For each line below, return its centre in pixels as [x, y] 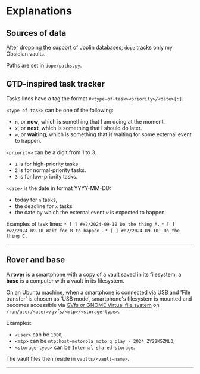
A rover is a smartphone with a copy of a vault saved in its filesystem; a [94, 274]
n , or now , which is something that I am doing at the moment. [90, 121]
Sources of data [36, 33]
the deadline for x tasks [43, 206]
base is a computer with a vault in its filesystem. [65, 280]
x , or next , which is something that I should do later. [78, 128]
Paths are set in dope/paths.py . [44, 65]
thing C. [17, 236]
